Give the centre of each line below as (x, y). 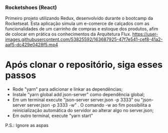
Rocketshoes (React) (31, 7)
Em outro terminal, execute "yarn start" (53, 116)
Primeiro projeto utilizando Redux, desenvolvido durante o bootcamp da (79, 18)
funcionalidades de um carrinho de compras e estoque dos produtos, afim (82, 29)
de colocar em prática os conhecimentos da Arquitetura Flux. (68, 34)
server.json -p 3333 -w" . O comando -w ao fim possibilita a (89, 105)
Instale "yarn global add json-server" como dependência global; (78, 95)
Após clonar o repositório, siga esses (84, 65)
